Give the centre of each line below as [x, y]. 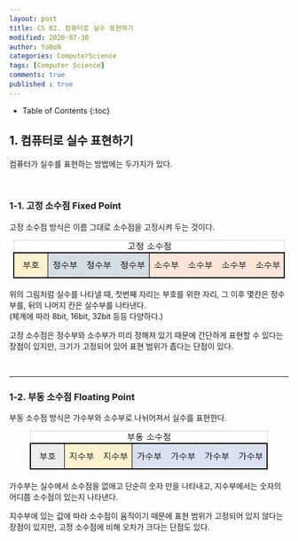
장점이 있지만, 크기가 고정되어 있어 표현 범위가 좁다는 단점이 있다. [122, 346]
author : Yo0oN [35, 47]
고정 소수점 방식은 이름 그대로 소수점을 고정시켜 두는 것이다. [112, 227]
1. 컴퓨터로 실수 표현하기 [71, 141]
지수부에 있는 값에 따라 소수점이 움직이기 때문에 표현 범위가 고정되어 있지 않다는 [146, 516]
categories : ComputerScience [63, 56]
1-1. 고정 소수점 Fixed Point [65, 206]
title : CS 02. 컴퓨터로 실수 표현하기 [71, 28]
